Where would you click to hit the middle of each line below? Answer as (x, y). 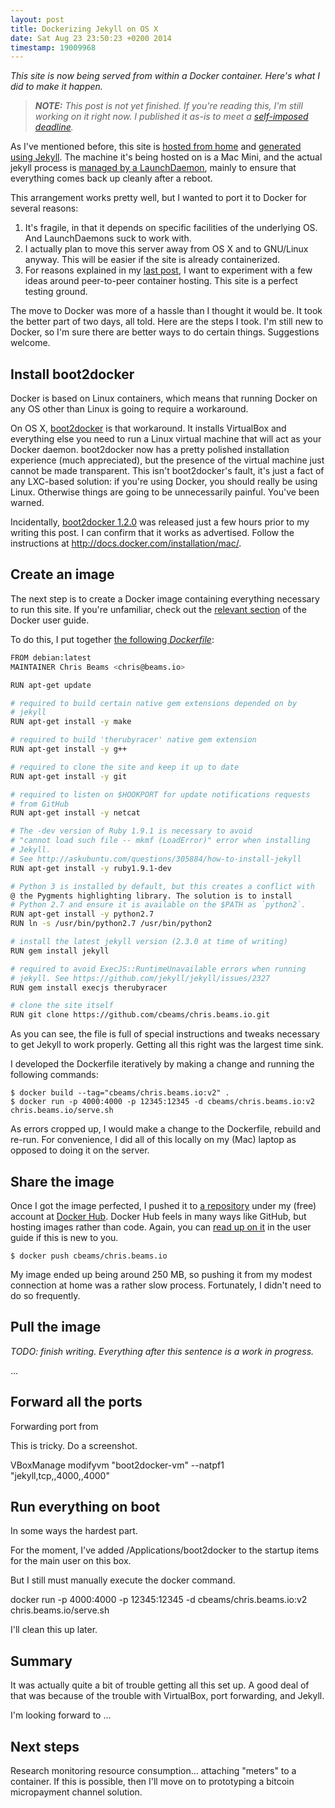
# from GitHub (40, 804)
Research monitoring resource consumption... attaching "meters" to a (153, 1770)
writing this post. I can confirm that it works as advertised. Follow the (152, 533)
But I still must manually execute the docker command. (123, 1580)
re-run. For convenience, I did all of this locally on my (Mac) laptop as (153, 1140)
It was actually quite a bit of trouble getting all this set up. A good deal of (160, 1685)
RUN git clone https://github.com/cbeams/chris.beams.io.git (140, 1015)
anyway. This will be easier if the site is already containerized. (152, 260)
